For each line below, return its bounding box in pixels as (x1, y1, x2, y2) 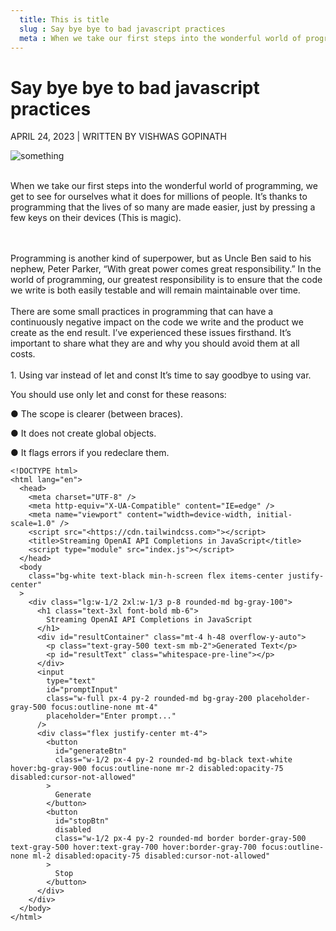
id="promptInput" (46, 685, 118, 695)
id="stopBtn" (54, 816, 110, 826)
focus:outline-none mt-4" (50, 702, 159, 713)
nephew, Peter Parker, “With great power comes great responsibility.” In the (10, 263, 322, 275)
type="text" (46, 676, 97, 686)
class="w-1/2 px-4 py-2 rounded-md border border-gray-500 (54, 834, 307, 844)
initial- (256, 510, 293, 520)
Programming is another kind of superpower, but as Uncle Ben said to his (10, 252, 312, 265)
